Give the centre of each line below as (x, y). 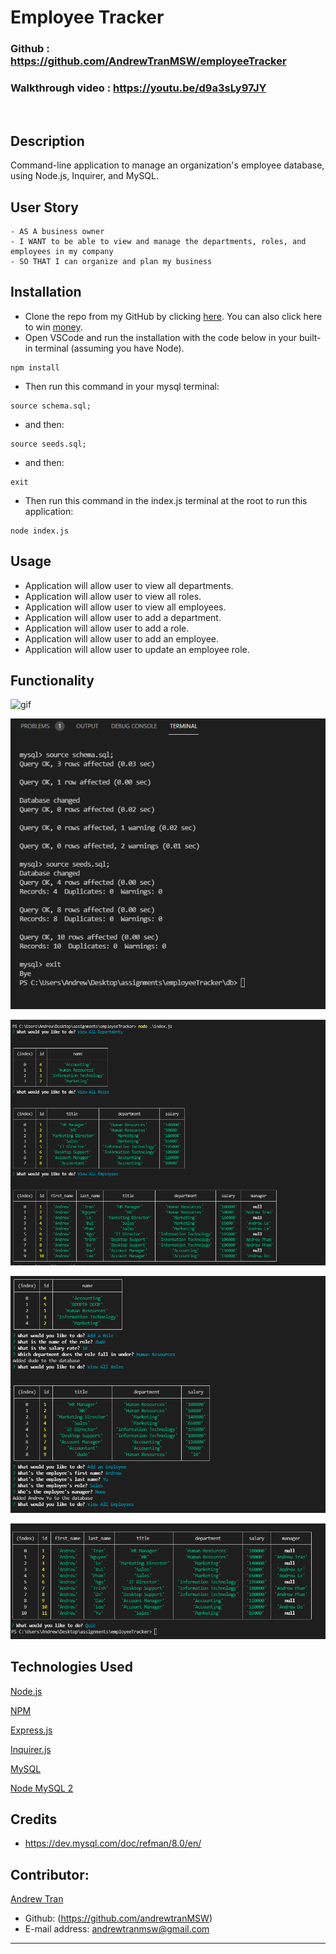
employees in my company (62, 252)
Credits (34, 1819)
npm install (35, 367)
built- (310, 337)
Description (47, 141)
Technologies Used (71, 1667)
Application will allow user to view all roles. (113, 596)
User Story (44, 207)
